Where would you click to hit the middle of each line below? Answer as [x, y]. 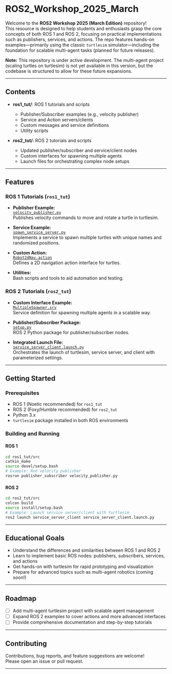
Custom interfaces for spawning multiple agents [71, 156]
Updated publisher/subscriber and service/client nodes [79, 150]
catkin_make [18, 462]
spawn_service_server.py [39, 233]
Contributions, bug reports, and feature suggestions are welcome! [75, 656]
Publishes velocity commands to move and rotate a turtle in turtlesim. [86, 218]
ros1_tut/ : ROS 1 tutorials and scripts [51, 104]
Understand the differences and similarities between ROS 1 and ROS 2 [87, 550]
